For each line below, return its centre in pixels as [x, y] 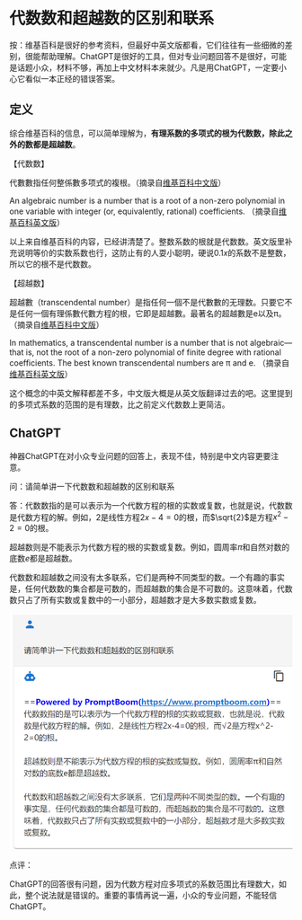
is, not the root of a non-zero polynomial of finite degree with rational [153, 352]
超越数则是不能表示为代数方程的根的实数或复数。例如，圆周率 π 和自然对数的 [150, 547]
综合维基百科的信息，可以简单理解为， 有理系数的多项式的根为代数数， [139, 133]
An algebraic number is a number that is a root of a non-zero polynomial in [147, 200]
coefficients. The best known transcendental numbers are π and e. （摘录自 [150, 363]
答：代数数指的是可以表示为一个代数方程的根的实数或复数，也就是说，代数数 [151, 505]
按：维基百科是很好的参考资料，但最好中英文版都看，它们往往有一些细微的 [147, 45]
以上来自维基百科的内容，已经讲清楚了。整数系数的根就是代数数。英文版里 [147, 241]
